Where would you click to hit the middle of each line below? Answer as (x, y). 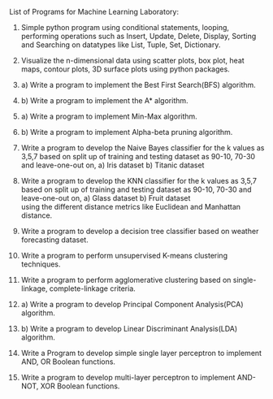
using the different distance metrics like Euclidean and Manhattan (131, 207)
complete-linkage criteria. (93, 288)
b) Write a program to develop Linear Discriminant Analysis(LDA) (129, 329)
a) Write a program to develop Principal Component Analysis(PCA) (132, 304)
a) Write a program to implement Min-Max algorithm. (109, 116)
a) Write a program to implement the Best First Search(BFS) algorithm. (139, 85)
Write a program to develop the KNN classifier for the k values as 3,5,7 (139, 181)
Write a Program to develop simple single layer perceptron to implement (141, 353)
